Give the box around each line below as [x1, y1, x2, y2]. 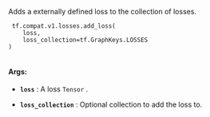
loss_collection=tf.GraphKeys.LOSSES [22, 36, 149, 44]
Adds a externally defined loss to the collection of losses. [8, 7, 197, 16]
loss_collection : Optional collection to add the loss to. [19, 99, 203, 110]
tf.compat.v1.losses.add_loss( [11, 22, 116, 30]
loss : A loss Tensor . [19, 84, 89, 94]
